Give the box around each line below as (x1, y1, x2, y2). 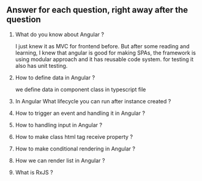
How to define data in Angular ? (15, 73, 95, 81)
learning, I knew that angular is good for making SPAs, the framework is (15, 49, 196, 56)
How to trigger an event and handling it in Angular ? (15, 109, 146, 117)
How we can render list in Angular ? (15, 157, 105, 164)
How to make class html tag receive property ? (15, 133, 133, 140)
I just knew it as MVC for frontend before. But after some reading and (15, 42, 190, 50)
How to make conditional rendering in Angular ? (15, 145, 136, 152)
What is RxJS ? (15, 168, 53, 176)
